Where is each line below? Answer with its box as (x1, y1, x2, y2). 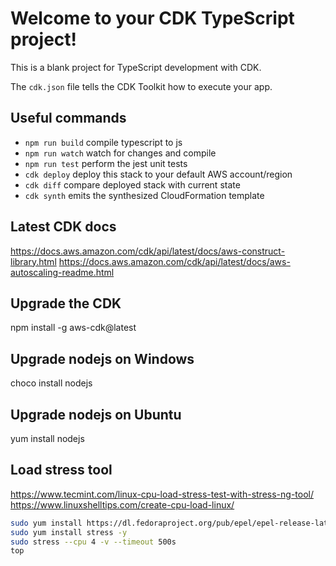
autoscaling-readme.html (10, 266, 115, 278)
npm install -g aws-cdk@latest (10, 322, 137, 334)
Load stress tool (10, 462, 113, 479)
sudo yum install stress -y (10, 527, 128, 537)
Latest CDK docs (10, 218, 117, 236)
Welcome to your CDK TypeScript (10, 7, 295, 30)
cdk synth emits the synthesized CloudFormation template (24, 189, 265, 201)
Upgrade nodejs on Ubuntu (10, 406, 182, 423)
